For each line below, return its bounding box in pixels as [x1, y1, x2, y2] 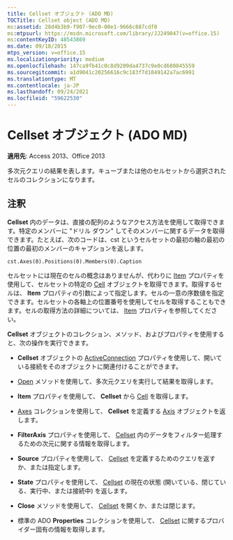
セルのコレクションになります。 [7, 175, 99, 184]
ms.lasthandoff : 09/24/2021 [7, 88, 89, 95]
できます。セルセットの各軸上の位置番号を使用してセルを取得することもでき [7, 297, 227, 305]
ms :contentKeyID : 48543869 [7, 36, 86, 43]
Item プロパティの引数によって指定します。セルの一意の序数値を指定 [27, 289, 225, 297]
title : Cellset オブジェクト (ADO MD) [7, 10, 114, 18]
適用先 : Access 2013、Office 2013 [7, 151, 105, 160]
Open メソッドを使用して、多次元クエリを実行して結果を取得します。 [17, 377, 218, 385]
